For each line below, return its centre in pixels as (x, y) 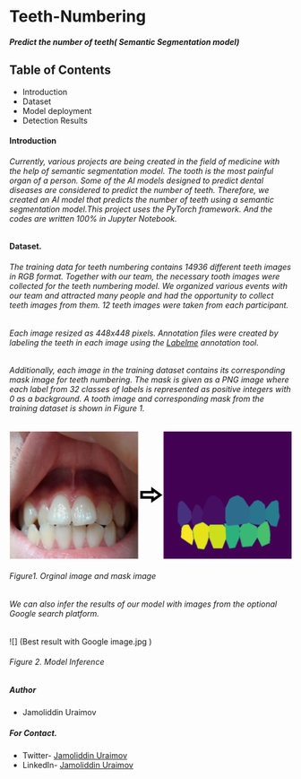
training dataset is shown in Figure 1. (77, 408)
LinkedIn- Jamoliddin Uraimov (78, 766)
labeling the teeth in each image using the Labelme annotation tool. (134, 342)
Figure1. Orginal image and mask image (83, 576)
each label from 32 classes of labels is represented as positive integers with (150, 389)
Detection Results (55, 120)
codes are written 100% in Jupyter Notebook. (93, 218)
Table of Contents (60, 70)
